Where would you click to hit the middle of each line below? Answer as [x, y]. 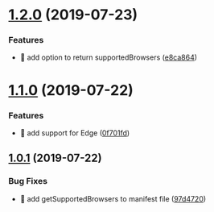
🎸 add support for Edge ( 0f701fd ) [75, 133]
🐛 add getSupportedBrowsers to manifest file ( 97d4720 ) [113, 198]
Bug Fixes [28, 181]
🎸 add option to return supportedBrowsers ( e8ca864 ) [109, 57]
